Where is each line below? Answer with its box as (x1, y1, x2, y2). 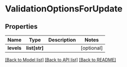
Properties (5, 22, 38, 31)
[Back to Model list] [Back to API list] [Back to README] (5, 57, 116, 63)
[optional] (80, 45, 103, 51)
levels (7, 45, 22, 51)
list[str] (26, 45, 44, 51)
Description (48, 37, 76, 43)
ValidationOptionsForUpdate (5, 3, 123, 14)
